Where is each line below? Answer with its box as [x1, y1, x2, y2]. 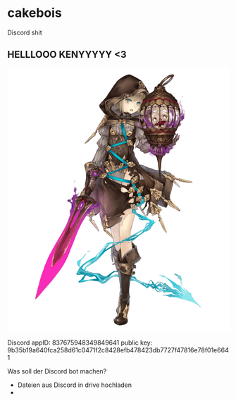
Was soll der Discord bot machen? [7, 367, 107, 376]
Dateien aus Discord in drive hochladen [17, 381, 132, 389]
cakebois [7, 5, 62, 21]
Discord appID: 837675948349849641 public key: [7, 338, 153, 347]
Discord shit [7, 28, 42, 37]
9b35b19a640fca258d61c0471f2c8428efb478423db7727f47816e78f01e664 [7, 346, 229, 354]
